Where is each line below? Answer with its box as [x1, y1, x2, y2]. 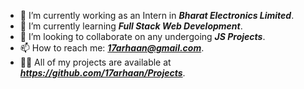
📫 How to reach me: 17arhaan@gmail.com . [19, 42, 205, 54]
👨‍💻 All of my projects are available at [19, 56, 172, 68]
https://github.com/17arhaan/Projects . [19, 67, 186, 79]
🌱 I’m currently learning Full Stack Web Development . [19, 20, 243, 32]
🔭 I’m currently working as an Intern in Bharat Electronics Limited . [19, 10, 295, 21]
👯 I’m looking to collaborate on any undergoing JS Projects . [19, 31, 266, 42]
